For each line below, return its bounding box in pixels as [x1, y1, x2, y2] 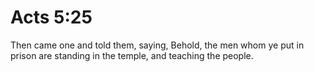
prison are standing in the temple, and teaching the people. [10, 49, 254, 61]
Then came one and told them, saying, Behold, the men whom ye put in [10, 39, 305, 51]
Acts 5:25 [10, 6, 93, 29]
